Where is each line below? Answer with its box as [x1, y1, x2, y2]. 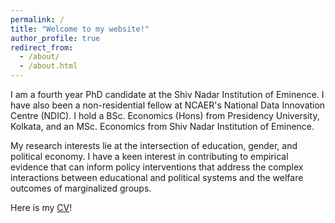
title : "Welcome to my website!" [10, 24, 150, 34]
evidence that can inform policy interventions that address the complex [10, 161, 304, 173]
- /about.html [19, 61, 78, 71]
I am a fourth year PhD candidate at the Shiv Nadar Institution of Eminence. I [10, 89, 325, 100]
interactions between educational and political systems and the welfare [10, 172, 304, 183]
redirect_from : [10, 42, 74, 53]
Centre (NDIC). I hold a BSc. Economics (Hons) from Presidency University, [10, 110, 320, 121]
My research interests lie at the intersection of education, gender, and [10, 140, 298, 151]
